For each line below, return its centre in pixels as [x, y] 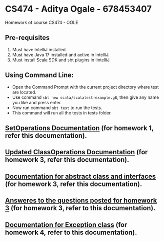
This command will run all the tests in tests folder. [62, 112]
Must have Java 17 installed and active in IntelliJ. [61, 55]
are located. [24, 92]
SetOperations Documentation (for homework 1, [79, 128]
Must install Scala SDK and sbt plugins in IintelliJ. [61, 60]
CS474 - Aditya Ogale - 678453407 [79, 9]
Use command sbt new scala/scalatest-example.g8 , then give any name [85, 97]
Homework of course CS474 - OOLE [42, 22]
